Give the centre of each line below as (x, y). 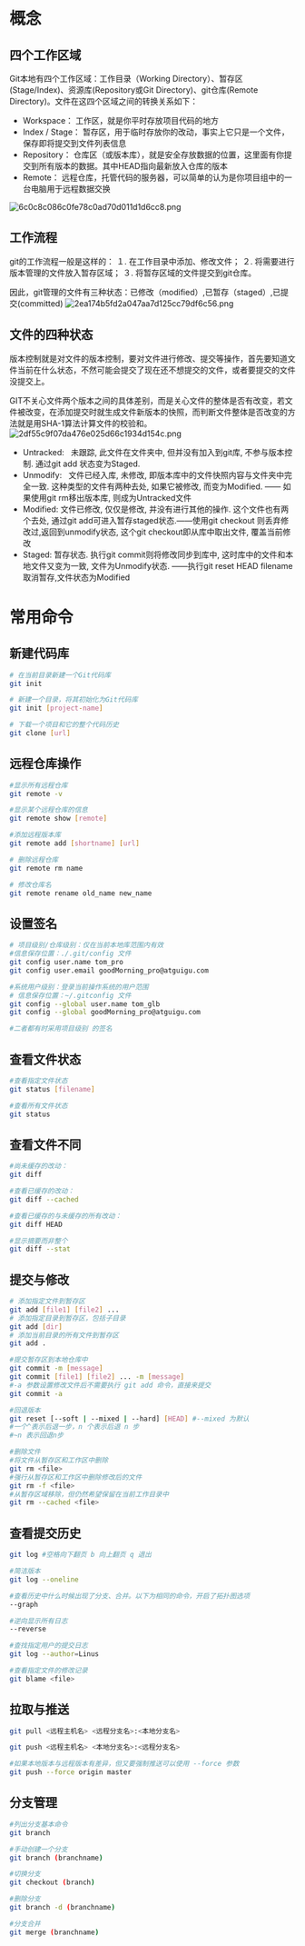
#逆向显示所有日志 (39, 1621)
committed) (42, 303)
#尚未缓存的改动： (39, 1166)
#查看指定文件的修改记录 (49, 1671)
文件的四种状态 (51, 335)
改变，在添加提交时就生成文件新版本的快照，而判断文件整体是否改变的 (156, 412)
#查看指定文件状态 (39, 1081)
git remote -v (36, 793)
